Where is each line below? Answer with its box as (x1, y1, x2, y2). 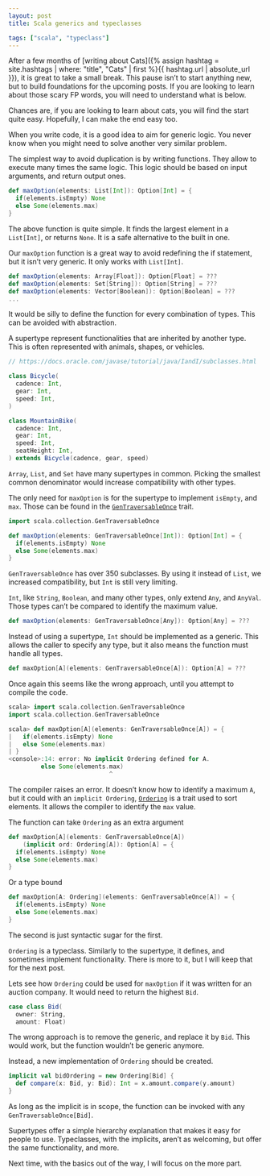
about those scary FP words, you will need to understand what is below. (8, 90, 247, 100)
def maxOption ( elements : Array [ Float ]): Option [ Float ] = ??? (8, 272, 218, 280)
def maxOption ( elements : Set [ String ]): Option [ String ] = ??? (8, 280, 218, 288)
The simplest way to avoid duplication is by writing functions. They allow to (8, 154, 257, 164)
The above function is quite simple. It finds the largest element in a (8, 223, 229, 234)
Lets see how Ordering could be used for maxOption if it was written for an (8, 979, 252, 988)
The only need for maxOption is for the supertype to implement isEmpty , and (8, 492, 258, 502)
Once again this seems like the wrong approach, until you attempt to (8, 679, 235, 688)
